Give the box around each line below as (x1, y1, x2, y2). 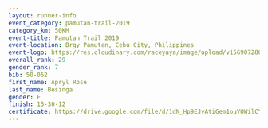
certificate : (8, 108, 52, 116)
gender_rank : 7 (8, 64, 59, 72)
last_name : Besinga (8, 85, 73, 94)
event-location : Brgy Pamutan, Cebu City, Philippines (8, 41, 195, 49)
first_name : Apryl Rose (8, 78, 88, 86)
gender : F (8, 93, 41, 101)
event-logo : (8, 48, 48, 56)
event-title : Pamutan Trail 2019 (8, 33, 120, 42)
